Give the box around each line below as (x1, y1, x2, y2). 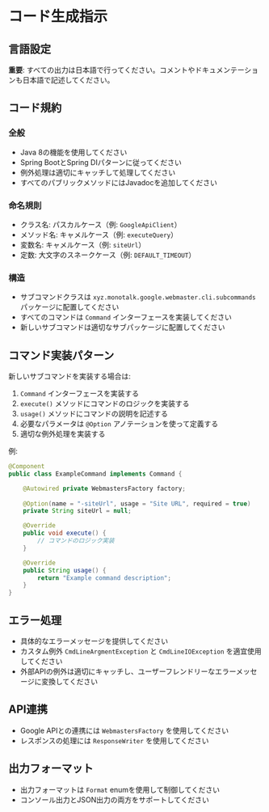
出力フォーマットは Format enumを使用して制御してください (19, 785, 221, 794)
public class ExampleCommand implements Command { (8, 470, 183, 478)
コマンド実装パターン (8, 349, 115, 362)
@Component (8, 463, 45, 471)
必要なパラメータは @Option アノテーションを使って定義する (19, 419, 219, 429)
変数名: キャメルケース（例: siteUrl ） (19, 239, 146, 249)
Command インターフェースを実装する (19, 389, 140, 399)
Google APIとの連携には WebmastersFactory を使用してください (19, 725, 229, 735)
